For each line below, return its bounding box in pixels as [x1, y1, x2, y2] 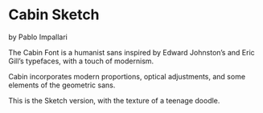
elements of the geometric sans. [8, 80, 116, 90]
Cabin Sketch [8, 6, 100, 24]
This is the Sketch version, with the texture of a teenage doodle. [8, 95, 220, 105]
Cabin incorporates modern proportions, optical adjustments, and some [8, 71, 246, 81]
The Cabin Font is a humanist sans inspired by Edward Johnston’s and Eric [8, 47, 255, 57]
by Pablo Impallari [8, 32, 68, 42]
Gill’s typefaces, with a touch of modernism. [8, 56, 154, 66]
